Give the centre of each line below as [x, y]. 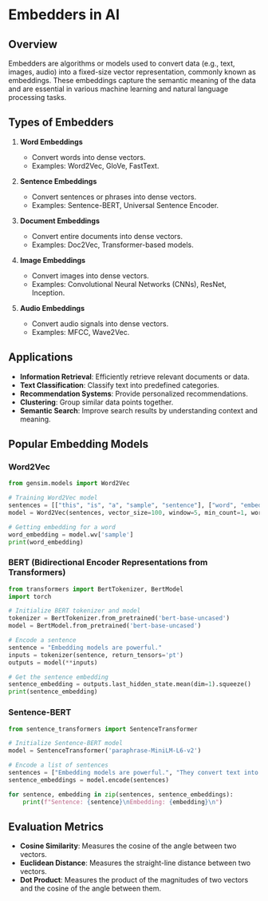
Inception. [48, 293]
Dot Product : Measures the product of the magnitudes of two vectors [134, 880]
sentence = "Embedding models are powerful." [85, 648]
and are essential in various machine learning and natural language [118, 89]
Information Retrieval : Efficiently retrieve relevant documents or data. [134, 377]
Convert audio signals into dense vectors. [100, 323]
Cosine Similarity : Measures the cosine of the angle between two [128, 846]
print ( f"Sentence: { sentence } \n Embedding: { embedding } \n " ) [123, 802]
